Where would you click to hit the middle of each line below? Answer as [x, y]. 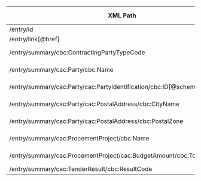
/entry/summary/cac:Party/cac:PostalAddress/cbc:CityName [94, 104]
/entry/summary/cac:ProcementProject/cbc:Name [79, 138]
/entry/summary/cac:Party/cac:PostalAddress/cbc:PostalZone [96, 121]
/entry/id [21, 29]
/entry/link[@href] [34, 39]
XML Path [122, 16]
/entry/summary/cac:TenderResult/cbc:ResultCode [81, 169]
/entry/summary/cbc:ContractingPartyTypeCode [77, 52]
